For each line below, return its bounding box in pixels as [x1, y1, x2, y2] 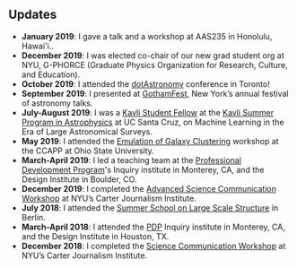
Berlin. [21, 212, 46, 222]
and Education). [21, 69, 81, 80]
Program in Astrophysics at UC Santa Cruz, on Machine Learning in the [21, 117, 284, 127]
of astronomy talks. [21, 98, 93, 108]
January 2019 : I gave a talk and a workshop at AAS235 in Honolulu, [21, 30, 273, 41]
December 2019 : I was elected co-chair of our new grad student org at [21, 49, 284, 61]
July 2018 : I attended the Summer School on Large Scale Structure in [21, 202, 279, 213]
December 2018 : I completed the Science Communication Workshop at [21, 240, 286, 251]
